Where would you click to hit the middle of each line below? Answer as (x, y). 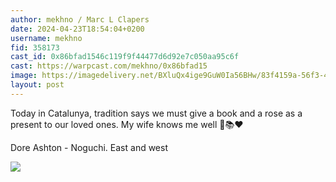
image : (24, 76)
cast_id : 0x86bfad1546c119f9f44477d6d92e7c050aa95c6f (125, 57)
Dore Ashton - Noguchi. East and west (89, 147)
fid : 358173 (35, 47)
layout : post (37, 85)
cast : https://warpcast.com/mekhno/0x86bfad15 (109, 66)
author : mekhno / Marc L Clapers (80, 19)
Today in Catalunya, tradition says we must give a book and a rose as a (156, 113)
